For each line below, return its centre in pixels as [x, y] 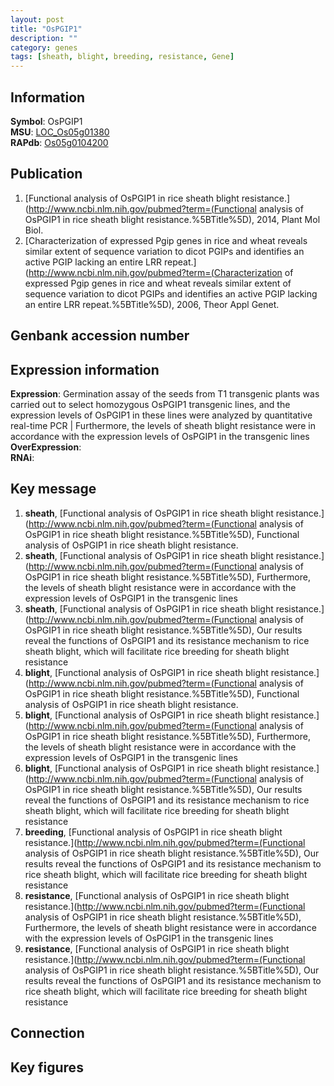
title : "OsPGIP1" [46, 29]
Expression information [85, 369]
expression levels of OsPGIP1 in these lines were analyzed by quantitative [161, 415]
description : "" [44, 38]
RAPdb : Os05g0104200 [59, 142]
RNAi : [22, 457]
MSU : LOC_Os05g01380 [60, 132]
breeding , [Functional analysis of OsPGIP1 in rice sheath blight [153, 832]
